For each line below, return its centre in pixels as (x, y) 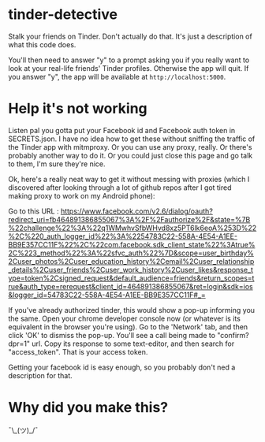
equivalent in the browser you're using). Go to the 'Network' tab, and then (128, 327)
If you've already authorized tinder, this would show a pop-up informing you (131, 310)
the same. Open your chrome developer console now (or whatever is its (124, 318)
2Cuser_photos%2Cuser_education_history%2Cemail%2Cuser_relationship (131, 261)
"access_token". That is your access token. (78, 351)
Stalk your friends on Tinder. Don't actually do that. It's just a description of (130, 36)
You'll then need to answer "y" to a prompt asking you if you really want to (129, 60)
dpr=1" (19, 344)
